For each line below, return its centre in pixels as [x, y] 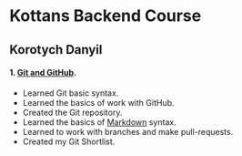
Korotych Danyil [56, 50]
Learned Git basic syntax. [71, 93]
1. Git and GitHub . [43, 73]
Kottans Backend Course [106, 16]
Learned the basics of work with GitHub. [98, 102]
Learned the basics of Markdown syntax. [99, 122]
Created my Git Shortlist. [69, 141]
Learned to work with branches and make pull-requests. [128, 131]
